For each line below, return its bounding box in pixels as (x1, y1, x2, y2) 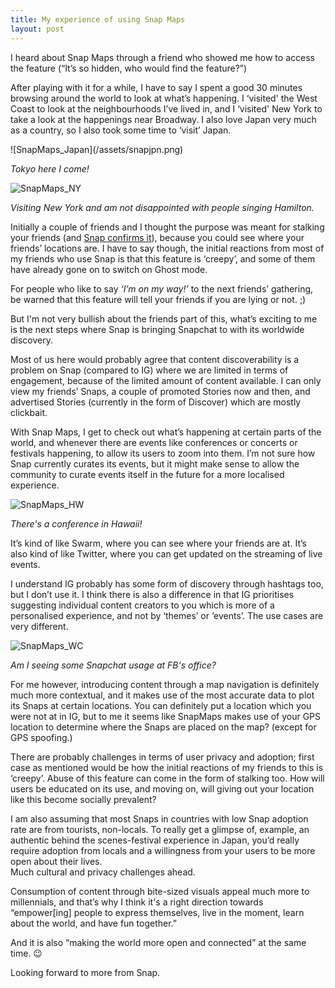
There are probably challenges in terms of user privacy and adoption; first (10, 751, 315, 763)
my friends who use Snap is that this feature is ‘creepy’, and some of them (10, 252, 316, 265)
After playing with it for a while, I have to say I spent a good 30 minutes (10, 81, 303, 93)
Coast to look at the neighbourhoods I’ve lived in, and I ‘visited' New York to (10, 102, 323, 115)
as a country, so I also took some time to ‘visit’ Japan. (10, 124, 232, 136)
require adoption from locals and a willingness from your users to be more (10, 844, 316, 856)
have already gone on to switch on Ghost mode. (10, 263, 208, 275)
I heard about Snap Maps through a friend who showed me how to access (10, 51, 315, 63)
